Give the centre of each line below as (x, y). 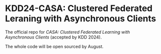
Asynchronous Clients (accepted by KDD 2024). (53, 37)
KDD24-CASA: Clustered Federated (79, 8)
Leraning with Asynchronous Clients (80, 19)
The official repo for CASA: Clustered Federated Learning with (68, 32)
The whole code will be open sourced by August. (54, 46)
